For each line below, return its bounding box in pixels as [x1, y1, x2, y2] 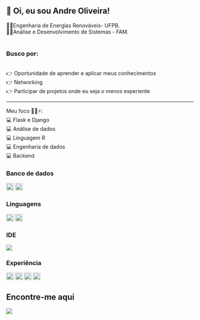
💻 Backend [6, 152, 35, 159]
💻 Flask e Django [6, 116, 49, 124]
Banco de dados [6, 170, 54, 178]
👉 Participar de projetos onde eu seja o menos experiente [6, 88, 151, 95]
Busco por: [6, 49, 39, 57]
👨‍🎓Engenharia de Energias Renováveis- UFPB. [6, 21, 120, 29]
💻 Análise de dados [6, 125, 55, 133]
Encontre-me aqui [6, 292, 75, 302]
